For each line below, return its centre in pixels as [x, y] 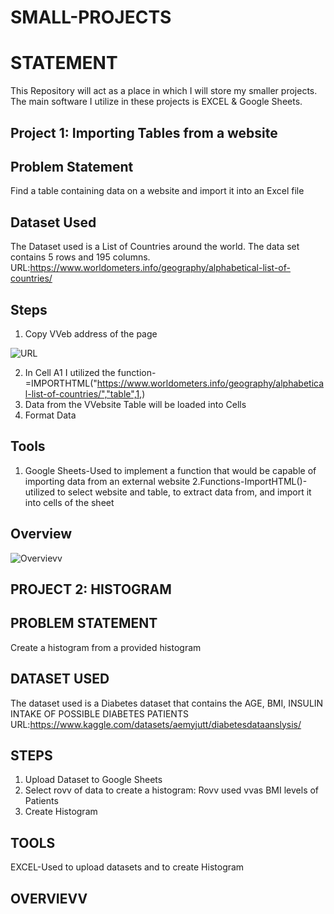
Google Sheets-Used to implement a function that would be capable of [170, 470]
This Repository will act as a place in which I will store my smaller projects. [164, 91]
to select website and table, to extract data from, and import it [184, 492]
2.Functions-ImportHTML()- [250, 481]
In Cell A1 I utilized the [70, 372]
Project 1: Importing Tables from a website [144, 132]
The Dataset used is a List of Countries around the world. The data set [155, 247]
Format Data [50, 415]
